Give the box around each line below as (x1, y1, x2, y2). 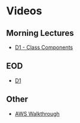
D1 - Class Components (14, 44, 73, 51)
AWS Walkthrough (14, 110, 60, 117)
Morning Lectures (6, 28, 75, 38)
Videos (6, 4, 42, 18)
